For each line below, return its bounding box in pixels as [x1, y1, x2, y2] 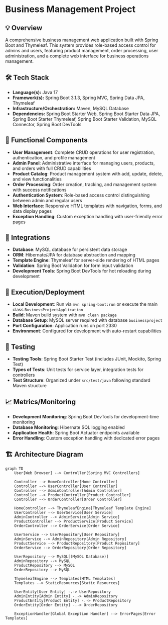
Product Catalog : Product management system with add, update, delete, [12, 170, 163, 176]
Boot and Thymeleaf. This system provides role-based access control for [5, 42, 156, 48]
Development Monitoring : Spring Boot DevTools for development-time [12, 413, 159, 419]
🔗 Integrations [5, 233, 50, 242]
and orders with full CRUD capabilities [12, 165, 91, 171]
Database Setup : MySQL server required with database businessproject [12, 317, 163, 323]
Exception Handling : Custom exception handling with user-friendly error [12, 213, 163, 219]
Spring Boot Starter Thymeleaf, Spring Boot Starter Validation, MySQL [12, 116, 157, 122]
